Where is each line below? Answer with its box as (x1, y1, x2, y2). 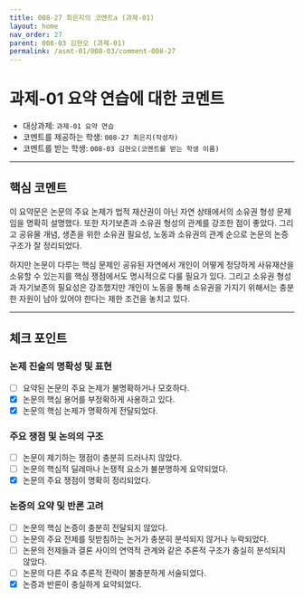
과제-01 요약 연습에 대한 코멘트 (9, 89, 224, 109)
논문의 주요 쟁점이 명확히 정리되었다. (22, 475, 151, 486)
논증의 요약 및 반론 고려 (9, 499, 104, 512)
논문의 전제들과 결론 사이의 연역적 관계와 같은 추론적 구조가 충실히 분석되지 (22, 545, 287, 555)
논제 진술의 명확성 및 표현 (9, 360, 113, 373)
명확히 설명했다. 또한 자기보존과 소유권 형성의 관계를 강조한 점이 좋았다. (25, 217, 278, 228)
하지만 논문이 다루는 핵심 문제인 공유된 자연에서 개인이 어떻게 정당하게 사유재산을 (9, 259, 295, 270)
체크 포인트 (9, 331, 68, 346)
